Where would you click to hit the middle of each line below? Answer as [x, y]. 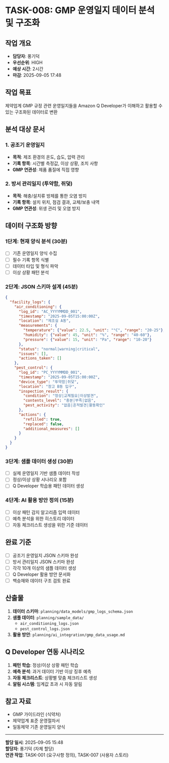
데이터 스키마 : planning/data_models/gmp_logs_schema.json [73, 611]
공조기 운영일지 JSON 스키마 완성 [46, 555]
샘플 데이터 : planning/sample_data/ [48, 617]
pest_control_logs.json [45, 629]
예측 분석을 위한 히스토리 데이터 [43, 518]
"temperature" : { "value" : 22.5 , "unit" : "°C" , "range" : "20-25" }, [94, 330]
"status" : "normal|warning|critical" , [59, 349]
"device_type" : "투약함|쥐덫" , [49, 382]
